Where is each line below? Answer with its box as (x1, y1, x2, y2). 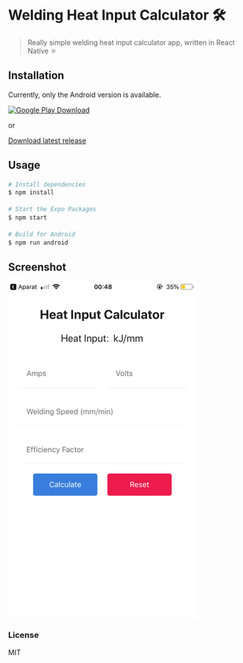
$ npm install (8, 188, 55, 197)
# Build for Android (8, 230, 76, 238)
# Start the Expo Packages (8, 206, 97, 214)
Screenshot (8, 260, 67, 274)
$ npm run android (8, 238, 68, 247)
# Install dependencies (8, 181, 87, 188)
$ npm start (8, 214, 47, 222)
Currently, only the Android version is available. (8, 90, 161, 99)
